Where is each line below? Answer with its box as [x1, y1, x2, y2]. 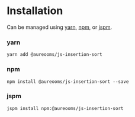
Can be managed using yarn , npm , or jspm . [7, 24, 112, 31]
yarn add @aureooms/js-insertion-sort [7, 52, 102, 58]
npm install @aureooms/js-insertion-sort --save [7, 78, 129, 85]
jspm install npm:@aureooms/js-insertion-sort [7, 105, 124, 111]
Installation [7, 4, 63, 18]
